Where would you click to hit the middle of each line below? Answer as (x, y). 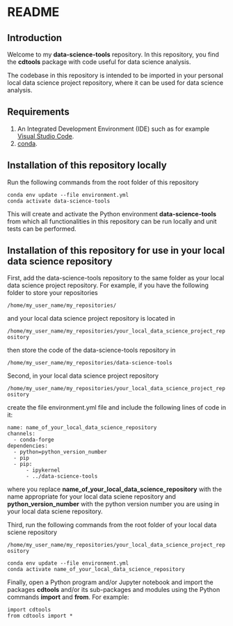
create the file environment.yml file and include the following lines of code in (116, 408)
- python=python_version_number (61, 452)
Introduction (35, 38)
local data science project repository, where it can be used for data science (115, 83)
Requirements (38, 112)
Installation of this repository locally (87, 165)
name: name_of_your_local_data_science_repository (82, 428)
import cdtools (29, 610)
